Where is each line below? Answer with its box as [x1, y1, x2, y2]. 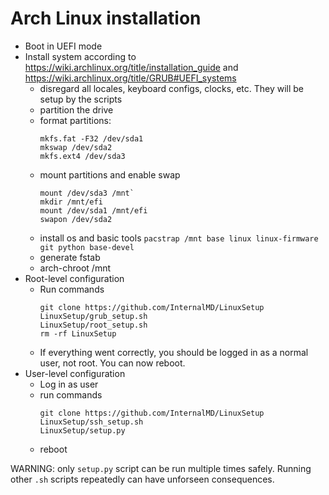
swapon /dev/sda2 [39, 214, 113, 224]
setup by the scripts [39, 93, 123, 105]
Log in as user [39, 378, 99, 390]
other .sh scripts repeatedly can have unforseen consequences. [10, 473, 275, 485]
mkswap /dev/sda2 [39, 142, 113, 152]
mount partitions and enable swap [39, 168, 181, 181]
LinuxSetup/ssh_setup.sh [39, 417, 144, 427]
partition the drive [39, 103, 114, 116]
